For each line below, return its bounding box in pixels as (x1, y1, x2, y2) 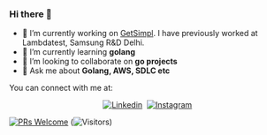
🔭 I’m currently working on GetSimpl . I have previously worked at (21, 28, 258, 39)
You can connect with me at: (9, 83, 113, 94)
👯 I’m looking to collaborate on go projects (21, 56, 179, 67)
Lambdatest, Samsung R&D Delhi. (21, 37, 145, 48)
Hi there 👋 (9, 8, 53, 20)
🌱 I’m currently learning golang (21, 47, 135, 57)
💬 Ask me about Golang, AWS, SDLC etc (21, 65, 171, 76)
